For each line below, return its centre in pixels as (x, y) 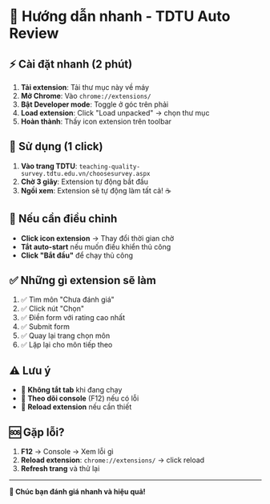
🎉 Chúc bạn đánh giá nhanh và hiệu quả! (78, 492)
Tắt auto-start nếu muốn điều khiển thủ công (96, 246)
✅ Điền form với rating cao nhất (73, 318)
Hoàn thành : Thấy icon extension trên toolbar (96, 121)
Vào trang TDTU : (49, 166)
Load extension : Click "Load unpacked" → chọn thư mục (115, 113)
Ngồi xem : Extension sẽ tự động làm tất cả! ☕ (96, 190)
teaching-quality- (110, 167)
